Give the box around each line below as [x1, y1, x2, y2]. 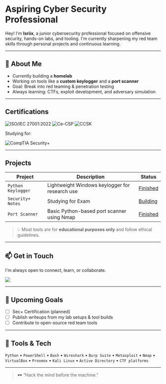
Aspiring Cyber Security [5, 3, 107, 15]
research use [47, 188, 78, 195]
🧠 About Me [5, 60, 42, 68]
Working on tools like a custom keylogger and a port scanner [12, 78, 139, 84]
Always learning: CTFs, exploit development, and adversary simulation [12, 88, 156, 94]
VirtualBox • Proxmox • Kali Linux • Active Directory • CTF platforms [5, 357, 149, 363]
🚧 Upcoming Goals [5, 296, 63, 304]
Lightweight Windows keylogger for [47, 182, 130, 189]
